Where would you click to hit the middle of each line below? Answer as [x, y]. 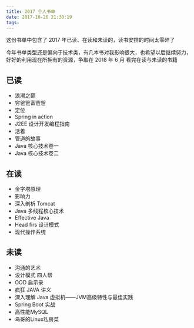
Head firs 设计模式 [37, 225]
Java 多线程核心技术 [39, 211]
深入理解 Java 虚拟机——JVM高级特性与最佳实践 [74, 297]
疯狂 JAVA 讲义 [33, 290]
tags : [13, 22]
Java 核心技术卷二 [37, 153]
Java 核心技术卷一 [37, 146]
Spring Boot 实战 [35, 304]
